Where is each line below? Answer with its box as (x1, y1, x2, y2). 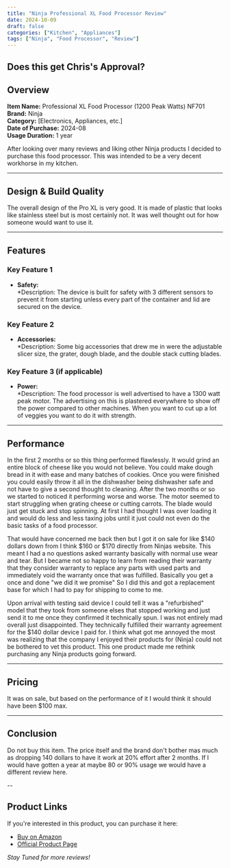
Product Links (7, 801, 68, 813)
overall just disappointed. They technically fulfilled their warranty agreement (7, 621, 222, 629)
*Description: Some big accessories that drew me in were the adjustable (16, 343, 222, 351)
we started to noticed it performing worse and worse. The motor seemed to (7, 493, 220, 501)
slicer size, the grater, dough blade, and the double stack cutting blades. (16, 350, 222, 358)
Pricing (7, 676, 39, 688)
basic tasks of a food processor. (7, 521, 98, 530)
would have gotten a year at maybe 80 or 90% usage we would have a (7, 760, 207, 769)
